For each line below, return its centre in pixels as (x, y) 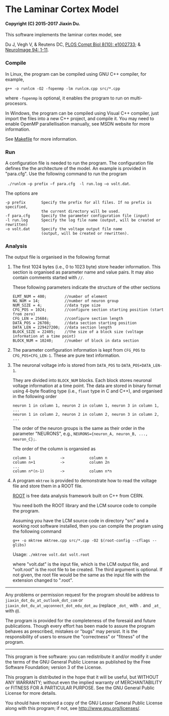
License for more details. (31, 693)
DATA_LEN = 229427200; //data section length (62, 327)
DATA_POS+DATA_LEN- (142, 366)
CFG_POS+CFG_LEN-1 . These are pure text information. (66, 355)
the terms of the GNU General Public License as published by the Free (78, 662)
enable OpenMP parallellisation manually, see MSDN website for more (78, 124)
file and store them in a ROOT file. (48, 486)
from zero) (24, 314)
